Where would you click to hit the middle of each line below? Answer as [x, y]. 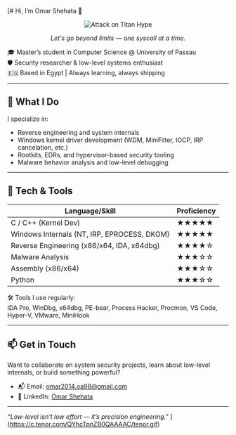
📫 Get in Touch [42, 345]
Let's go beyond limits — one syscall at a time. [118, 38]
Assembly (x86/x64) [45, 268]
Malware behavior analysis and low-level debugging [93, 162]
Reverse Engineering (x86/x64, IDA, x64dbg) [85, 245]
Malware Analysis [40, 257]
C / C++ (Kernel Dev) [46, 223]
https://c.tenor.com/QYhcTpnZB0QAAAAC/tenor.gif [84, 424]
